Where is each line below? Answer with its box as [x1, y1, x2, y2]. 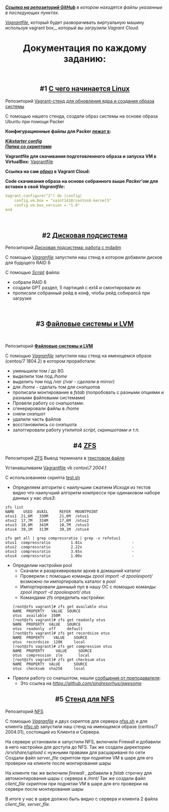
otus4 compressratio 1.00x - [5, 553, 135, 559]
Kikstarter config [5, 138, 42, 144]
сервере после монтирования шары [5, 786, 84, 792]
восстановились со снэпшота [12, 421, 77, 427]
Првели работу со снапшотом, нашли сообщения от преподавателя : [12, 675, 161, 681]
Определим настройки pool [12, 562, 72, 568]
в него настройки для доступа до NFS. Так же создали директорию [5, 744, 151, 750]
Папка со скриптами [5, 143, 52, 149]
